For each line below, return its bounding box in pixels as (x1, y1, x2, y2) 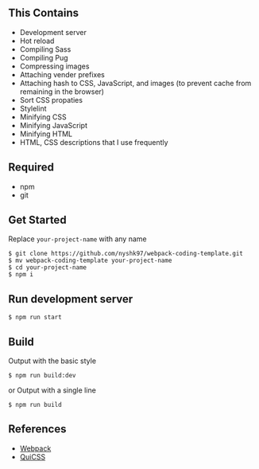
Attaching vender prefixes (19, 69, 105, 79)
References (8, 422, 67, 436)
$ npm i (8, 271, 34, 279)
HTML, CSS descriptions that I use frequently (19, 137, 168, 147)
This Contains (8, 6, 79, 20)
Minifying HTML (19, 129, 73, 139)
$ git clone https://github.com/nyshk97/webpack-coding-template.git (8, 250, 244, 258)
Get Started (8, 213, 67, 227)
